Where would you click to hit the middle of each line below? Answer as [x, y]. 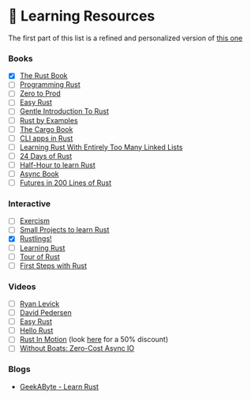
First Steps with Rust [53, 265]
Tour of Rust [40, 257]
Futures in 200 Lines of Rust [66, 183]
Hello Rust [36, 330]
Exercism [34, 221]
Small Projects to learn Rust [64, 230]
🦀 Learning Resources [82, 16]
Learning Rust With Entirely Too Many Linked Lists [101, 147]
